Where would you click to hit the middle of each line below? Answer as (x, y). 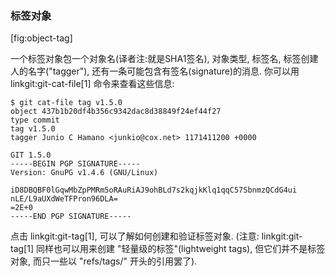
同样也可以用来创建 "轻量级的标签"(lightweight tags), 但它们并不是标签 (180, 249)
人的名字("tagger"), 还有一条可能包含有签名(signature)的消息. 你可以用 (155, 71)
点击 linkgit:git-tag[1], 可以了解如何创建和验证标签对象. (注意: (135, 236)
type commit (35, 120)
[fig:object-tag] (41, 38)
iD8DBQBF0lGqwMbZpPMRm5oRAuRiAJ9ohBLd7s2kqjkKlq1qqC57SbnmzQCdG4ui (154, 190)
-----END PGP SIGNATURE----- (71, 217)
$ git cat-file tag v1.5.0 (66, 103)
